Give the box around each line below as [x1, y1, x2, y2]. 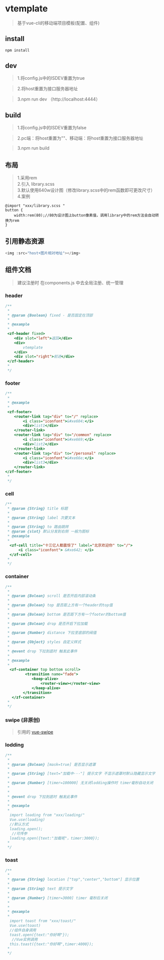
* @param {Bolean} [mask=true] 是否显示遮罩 [7, 762, 96, 767]
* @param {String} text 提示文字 [7, 886, 73, 892]
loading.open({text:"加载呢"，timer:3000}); [9, 836, 100, 841]
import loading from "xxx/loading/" [9, 813, 85, 818]
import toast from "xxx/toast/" [9, 918, 77, 924]
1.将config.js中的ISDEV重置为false [17, 125, 86, 131]
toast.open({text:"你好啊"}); [9, 932, 70, 937]
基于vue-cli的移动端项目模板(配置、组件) [17, 20, 100, 26]
